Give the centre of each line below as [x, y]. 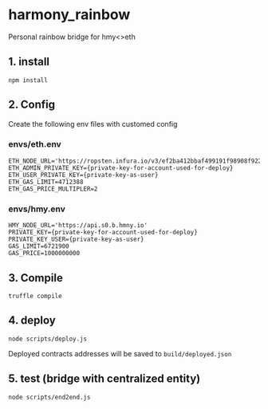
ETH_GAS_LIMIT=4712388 [46, 182]
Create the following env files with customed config [93, 124]
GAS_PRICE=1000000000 [44, 254]
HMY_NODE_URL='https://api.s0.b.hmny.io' [78, 226]
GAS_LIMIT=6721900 [39, 246]
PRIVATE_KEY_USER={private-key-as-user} [77, 240]
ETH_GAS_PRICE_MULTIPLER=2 [53, 189]
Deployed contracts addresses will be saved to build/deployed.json [120, 353]
